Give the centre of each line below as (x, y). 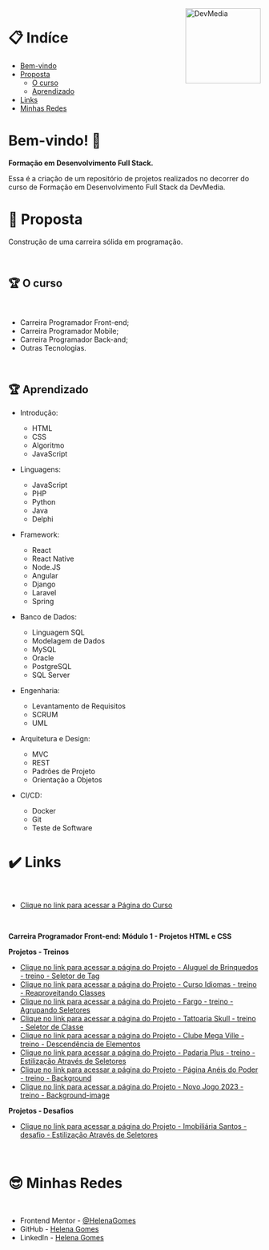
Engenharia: (40, 691)
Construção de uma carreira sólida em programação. (96, 241)
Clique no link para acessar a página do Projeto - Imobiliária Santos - (133, 1126)
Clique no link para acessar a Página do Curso (96, 905)
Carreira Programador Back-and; (74, 339)
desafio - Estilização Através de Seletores (89, 1135)
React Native (53, 559)
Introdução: (39, 413)
